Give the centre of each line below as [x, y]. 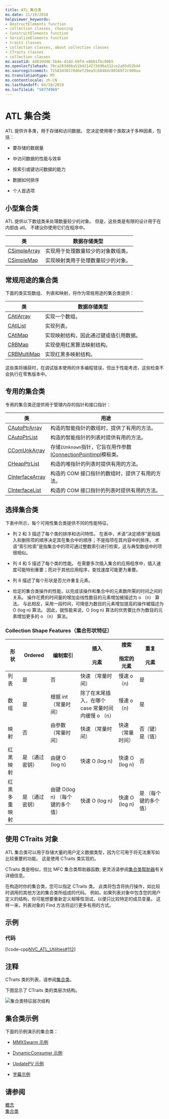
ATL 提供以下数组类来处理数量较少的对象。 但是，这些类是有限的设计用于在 [83, 221]
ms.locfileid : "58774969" [32, 89]
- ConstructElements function [37, 33]
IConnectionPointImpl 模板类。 [86, 454]
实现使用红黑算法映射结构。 [78, 345]
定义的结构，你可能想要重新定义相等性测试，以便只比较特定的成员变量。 [80, 899]
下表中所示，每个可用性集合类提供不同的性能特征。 [58, 523]
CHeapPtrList [24, 463]
